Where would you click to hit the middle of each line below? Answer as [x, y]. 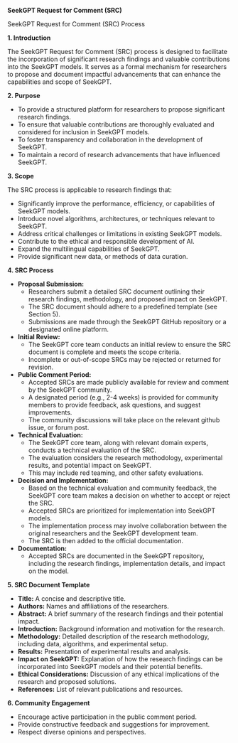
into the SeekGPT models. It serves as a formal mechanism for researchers [117, 66]
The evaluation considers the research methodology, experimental [125, 458]
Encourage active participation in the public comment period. [107, 717]
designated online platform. [68, 329]
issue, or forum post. [59, 427]
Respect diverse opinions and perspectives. [82, 732]
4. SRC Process [31, 270]
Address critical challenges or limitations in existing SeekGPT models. [120, 234]
